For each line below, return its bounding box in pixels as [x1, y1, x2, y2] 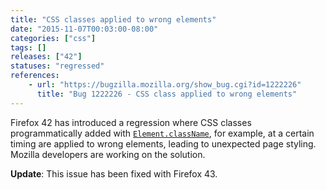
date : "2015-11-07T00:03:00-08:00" [10, 24, 159, 34]
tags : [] [10, 42, 47, 53]
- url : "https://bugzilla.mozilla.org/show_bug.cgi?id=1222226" [28, 80, 302, 90]
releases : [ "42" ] [10, 52, 83, 62]
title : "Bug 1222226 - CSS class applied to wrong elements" [36, 89, 298, 99]
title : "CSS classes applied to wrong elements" [10, 14, 217, 25]
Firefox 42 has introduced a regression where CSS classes [10, 116, 252, 128]
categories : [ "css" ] [10, 33, 97, 43]
